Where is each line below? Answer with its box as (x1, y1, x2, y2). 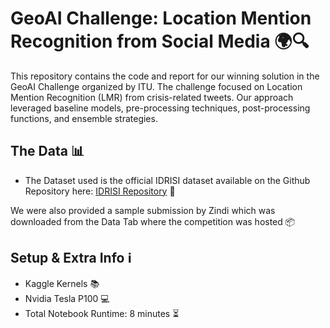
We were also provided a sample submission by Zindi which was (10, 204, 276, 216)
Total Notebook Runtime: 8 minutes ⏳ (24, 307, 180, 319)
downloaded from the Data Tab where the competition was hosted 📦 (10, 215, 296, 227)
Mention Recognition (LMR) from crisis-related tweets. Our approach (10, 91, 294, 103)
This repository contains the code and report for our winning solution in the (10, 70, 320, 82)
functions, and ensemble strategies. (10, 112, 158, 124)
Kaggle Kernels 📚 (24, 277, 100, 289)
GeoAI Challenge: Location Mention (10, 7, 312, 30)
